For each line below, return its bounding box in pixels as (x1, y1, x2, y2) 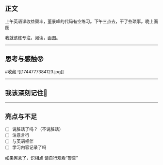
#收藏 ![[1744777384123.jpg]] (5, 68, 64, 74)
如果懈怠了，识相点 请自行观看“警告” (5, 155, 79, 161)
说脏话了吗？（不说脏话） (12, 126, 64, 132)
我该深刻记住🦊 (5, 89, 48, 97)
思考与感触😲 (5, 55, 44, 63)
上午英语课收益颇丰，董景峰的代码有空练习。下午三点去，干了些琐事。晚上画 (5, 18, 158, 24)
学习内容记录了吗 (12, 145, 47, 150)
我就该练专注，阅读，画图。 (5, 34, 61, 40)
